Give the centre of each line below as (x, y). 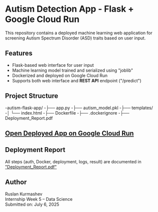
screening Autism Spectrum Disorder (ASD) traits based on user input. (75, 38)
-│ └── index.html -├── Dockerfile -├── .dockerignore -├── (67, 113)
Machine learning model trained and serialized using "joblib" (72, 70)
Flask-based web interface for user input (53, 65)
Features (19, 53)
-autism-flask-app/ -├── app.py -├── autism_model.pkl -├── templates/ (79, 108)
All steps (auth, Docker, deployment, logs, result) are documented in (73, 161)
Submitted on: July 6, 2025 (32, 204)
